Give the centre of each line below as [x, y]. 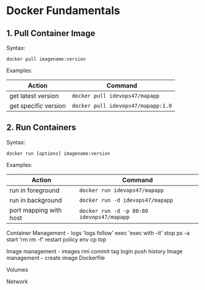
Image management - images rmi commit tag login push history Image [95, 251]
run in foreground [34, 190]
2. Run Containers [41, 128]
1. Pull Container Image [51, 33]
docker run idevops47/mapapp [121, 190]
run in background [36, 200]
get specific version [38, 106]
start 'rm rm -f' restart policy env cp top [56, 239]
